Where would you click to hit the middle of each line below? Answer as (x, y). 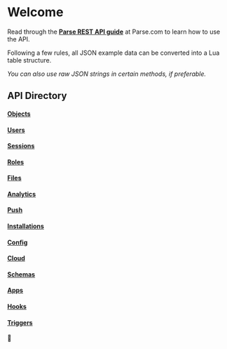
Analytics (22, 194)
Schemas (21, 274)
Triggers (20, 322)
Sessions (21, 146)
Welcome (35, 12)
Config (18, 242)
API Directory (37, 96)
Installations (26, 226)
